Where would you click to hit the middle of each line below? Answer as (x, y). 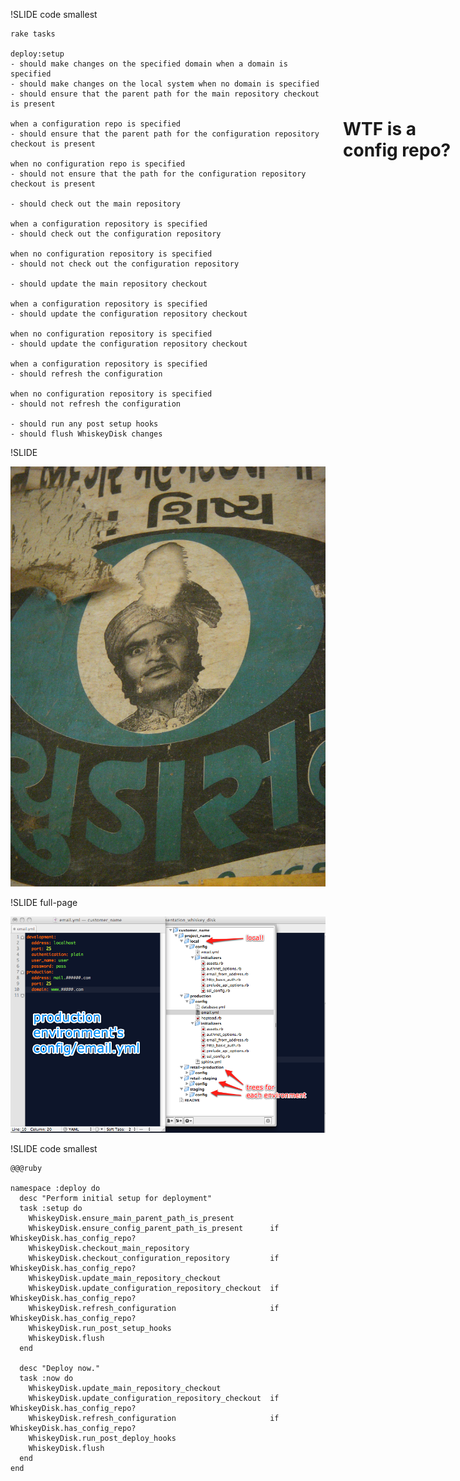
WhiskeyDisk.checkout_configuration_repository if (154, 1258)
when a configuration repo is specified (96, 124)
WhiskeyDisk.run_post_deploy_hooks (102, 1438)
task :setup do (51, 1208)
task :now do (46, 1378)
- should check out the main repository (96, 204)
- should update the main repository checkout (109, 284)
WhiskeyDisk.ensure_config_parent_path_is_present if (154, 1228)
